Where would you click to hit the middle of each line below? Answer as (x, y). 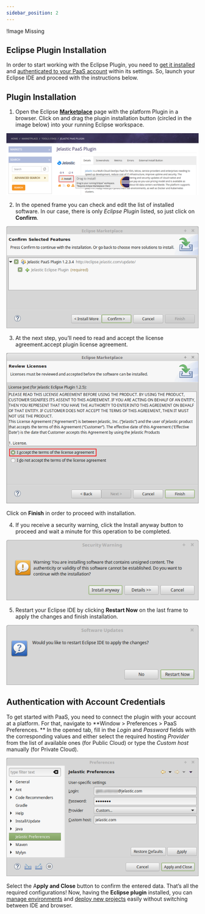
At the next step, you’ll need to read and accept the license (89, 338)
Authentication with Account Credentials (86, 702)
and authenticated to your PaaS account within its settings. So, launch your (101, 71)
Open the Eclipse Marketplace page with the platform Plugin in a (97, 112)
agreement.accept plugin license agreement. (71, 344)
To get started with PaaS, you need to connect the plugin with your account (101, 717)
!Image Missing (25, 31)
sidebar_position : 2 (33, 13)
